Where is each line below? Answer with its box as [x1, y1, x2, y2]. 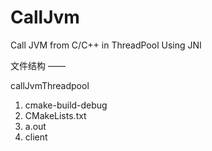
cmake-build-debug [24, 99, 108, 111]
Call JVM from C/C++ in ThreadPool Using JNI [10, 39, 202, 51]
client [24, 131, 48, 143]
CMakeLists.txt [24, 109, 87, 121]
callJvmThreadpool [10, 79, 90, 91]
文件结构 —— [10, 59, 66, 71]
